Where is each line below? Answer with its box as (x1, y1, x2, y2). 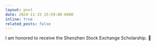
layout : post (5, 7, 33, 12)
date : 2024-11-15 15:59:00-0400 (5, 12, 73, 17)
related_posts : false (5, 21, 51, 26)
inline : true (5, 16, 33, 21)
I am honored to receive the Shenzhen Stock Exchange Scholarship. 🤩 (5, 35, 151, 41)
